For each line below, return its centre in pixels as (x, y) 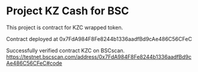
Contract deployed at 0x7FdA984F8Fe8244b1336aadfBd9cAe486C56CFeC (99, 39)
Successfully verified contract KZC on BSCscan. (66, 50)
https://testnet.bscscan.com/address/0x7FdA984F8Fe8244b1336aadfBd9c (99, 57)
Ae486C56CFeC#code (34, 63)
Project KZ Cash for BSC (68, 11)
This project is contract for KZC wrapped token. (65, 27)
